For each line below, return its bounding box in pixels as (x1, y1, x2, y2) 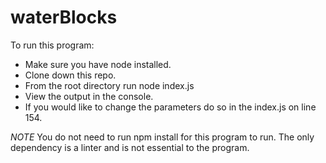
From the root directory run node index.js (24, 79, 195, 91)
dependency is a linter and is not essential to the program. (10, 141, 250, 153)
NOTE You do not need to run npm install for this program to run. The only (10, 131, 315, 143)
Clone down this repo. (24, 69, 117, 81)
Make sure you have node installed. (24, 58, 172, 70)
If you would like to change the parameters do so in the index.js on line (24, 101, 317, 113)
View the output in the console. (24, 90, 154, 102)
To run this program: (10, 39, 95, 51)
